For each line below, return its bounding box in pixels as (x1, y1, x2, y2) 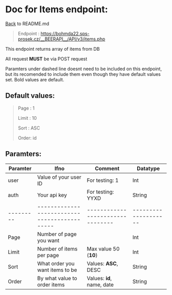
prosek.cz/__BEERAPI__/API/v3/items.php (17, 36, 105, 42)
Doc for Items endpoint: (5, 4, 109, 15)
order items (37, 281, 65, 288)
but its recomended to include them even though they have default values (5, 71, 161, 77)
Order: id (17, 135, 37, 141)
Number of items (37, 245, 78, 252)
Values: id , (87, 275, 112, 282)
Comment (95, 165, 120, 172)
